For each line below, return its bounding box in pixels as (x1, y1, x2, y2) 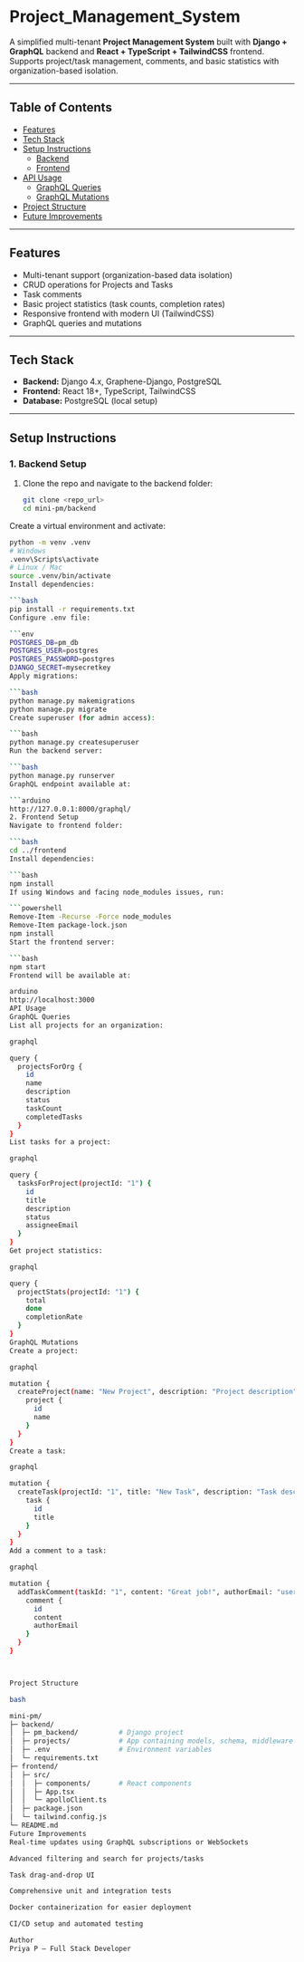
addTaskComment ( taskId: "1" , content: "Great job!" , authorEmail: (17, 1587, 273, 1596)
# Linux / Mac (9, 563, 63, 572)
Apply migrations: (9, 672, 79, 681)
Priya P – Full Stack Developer (9, 1944, 131, 1953)
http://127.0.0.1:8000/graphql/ (9, 804, 131, 813)
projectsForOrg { (17, 1062, 83, 1071)
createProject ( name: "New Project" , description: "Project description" (17, 1388, 298, 1397)
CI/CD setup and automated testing (9, 1919, 144, 1928)
